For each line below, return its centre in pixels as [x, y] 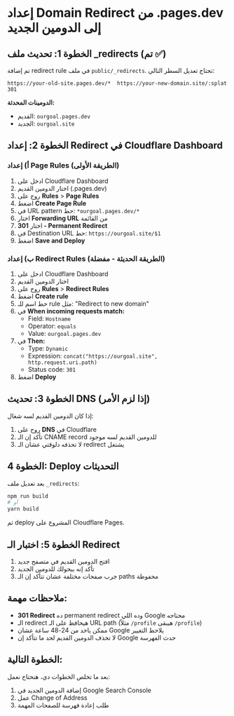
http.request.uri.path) [63, 363]
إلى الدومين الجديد [54, 28]
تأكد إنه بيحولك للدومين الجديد [56, 569]
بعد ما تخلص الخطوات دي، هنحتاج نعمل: [59, 676]
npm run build [28, 496]
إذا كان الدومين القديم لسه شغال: [50, 416]
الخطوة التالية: [35, 660]
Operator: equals [52, 326]
